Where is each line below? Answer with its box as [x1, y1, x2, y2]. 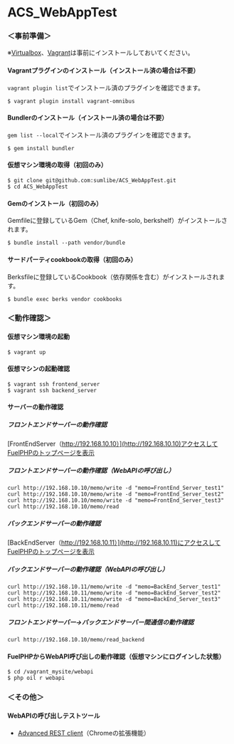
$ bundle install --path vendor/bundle [7, 239, 126, 246]
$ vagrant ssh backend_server [7, 387, 97, 394]
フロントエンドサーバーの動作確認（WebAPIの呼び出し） [7, 466, 175, 474]
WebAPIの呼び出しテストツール [7, 711, 100, 720]
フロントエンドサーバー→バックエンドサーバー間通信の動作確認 [7, 617, 194, 627]
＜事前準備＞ [7, 31, 52, 41]
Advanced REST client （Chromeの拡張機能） [17, 728, 151, 737]
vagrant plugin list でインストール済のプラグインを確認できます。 [7, 83, 205, 92]
